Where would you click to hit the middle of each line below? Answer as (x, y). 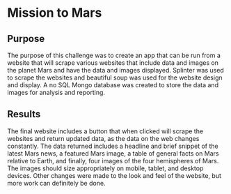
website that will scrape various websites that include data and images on (113, 63)
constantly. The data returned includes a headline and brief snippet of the (113, 146)
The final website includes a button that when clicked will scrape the (105, 131)
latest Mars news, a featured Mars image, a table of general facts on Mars (113, 153)
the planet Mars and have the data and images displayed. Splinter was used (115, 70)
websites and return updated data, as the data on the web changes (103, 138)
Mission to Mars (55, 13)
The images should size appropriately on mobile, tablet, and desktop (105, 168)
